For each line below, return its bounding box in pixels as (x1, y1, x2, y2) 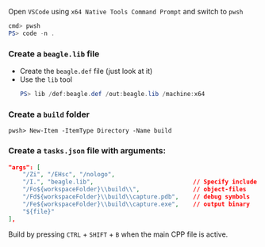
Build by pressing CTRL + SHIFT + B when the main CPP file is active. (8, 230, 229, 239)
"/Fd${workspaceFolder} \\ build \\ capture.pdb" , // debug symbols (22, 193, 250, 201)
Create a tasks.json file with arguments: (8, 145, 167, 156)
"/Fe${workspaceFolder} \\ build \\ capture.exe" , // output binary (22, 200, 250, 208)
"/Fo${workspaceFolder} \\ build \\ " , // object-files (22, 186, 247, 194)
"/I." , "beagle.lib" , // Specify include (22, 178, 258, 186)
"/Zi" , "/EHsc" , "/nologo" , (22, 171, 115, 179)
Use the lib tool (19, 75, 73, 84)
